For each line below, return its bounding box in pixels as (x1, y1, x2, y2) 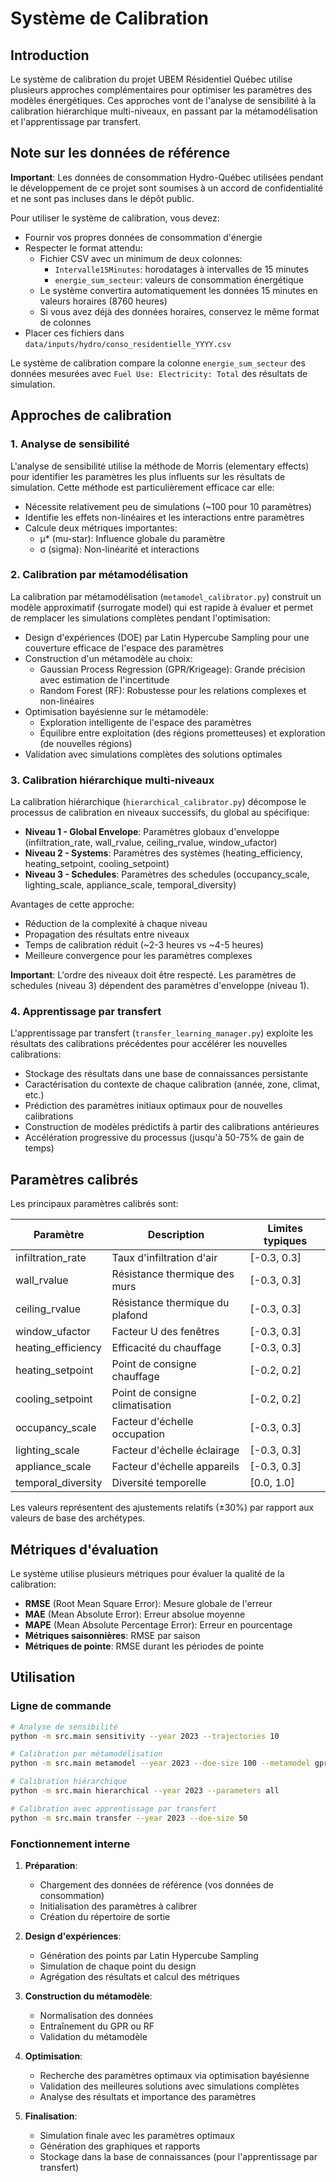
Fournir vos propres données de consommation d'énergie (24, 231, 263, 243)
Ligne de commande (10, 1699, 112, 1713)
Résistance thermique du (111, 1296, 230, 1310)
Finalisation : (24, 2110, 78, 2122)
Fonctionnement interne (10, 1837, 131, 1851)
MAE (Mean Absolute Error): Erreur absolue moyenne (24, 1608, 246, 1621)
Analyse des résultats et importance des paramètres (39, 2091, 257, 2102)
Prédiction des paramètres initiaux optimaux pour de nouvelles (24, 1100, 283, 1112)
